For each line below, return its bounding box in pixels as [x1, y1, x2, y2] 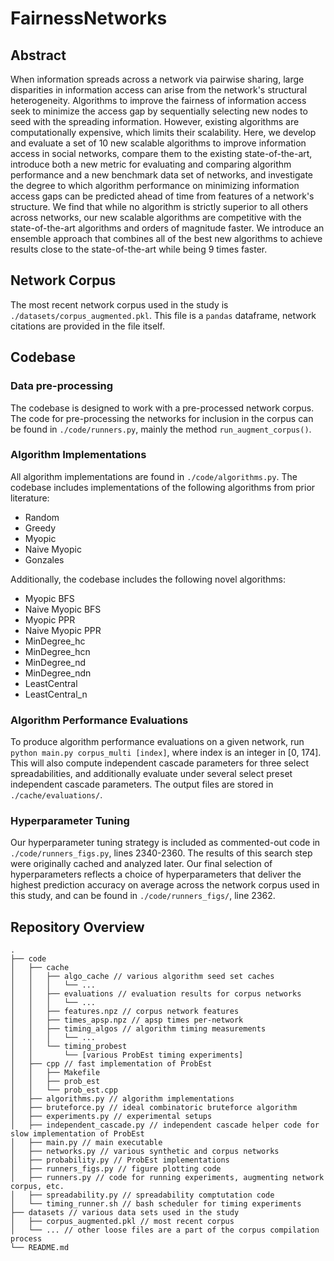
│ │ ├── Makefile [10, 1068, 101, 1078]
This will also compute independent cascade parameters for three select [10, 757, 310, 769]
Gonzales [24, 553, 65, 566]
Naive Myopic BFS [24, 603, 102, 615]
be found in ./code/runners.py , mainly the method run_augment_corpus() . [10, 423, 312, 435]
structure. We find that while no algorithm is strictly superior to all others [10, 201, 309, 212]
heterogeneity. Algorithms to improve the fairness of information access [10, 95, 307, 106]
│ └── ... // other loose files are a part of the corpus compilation [10, 1225, 320, 1236]
